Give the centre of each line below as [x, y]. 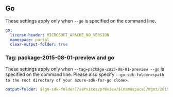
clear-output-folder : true [39, 45]
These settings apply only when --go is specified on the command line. [81, 21]
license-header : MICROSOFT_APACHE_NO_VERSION [60, 35]
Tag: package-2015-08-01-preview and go [60, 57]
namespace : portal [30, 40]
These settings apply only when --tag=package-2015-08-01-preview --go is [85, 69]
